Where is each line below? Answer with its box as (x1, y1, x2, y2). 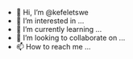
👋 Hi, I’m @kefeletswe (15, 8, 89, 17)
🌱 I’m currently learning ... (15, 25, 102, 33)
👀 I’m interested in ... (15, 16, 85, 26)
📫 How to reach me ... (15, 42, 91, 51)
